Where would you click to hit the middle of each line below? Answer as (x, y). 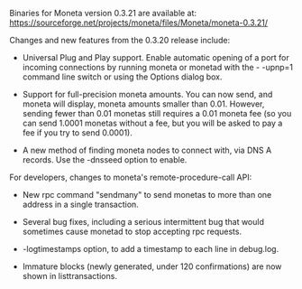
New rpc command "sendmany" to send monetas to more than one (147, 195)
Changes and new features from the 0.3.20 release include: (120, 40)
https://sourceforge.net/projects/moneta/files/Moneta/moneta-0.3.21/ (139, 23)
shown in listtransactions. (69, 276)
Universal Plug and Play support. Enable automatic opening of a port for (156, 57)
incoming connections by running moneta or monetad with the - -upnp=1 (158, 67)
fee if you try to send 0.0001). (78, 133)
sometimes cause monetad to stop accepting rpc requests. (132, 231)
